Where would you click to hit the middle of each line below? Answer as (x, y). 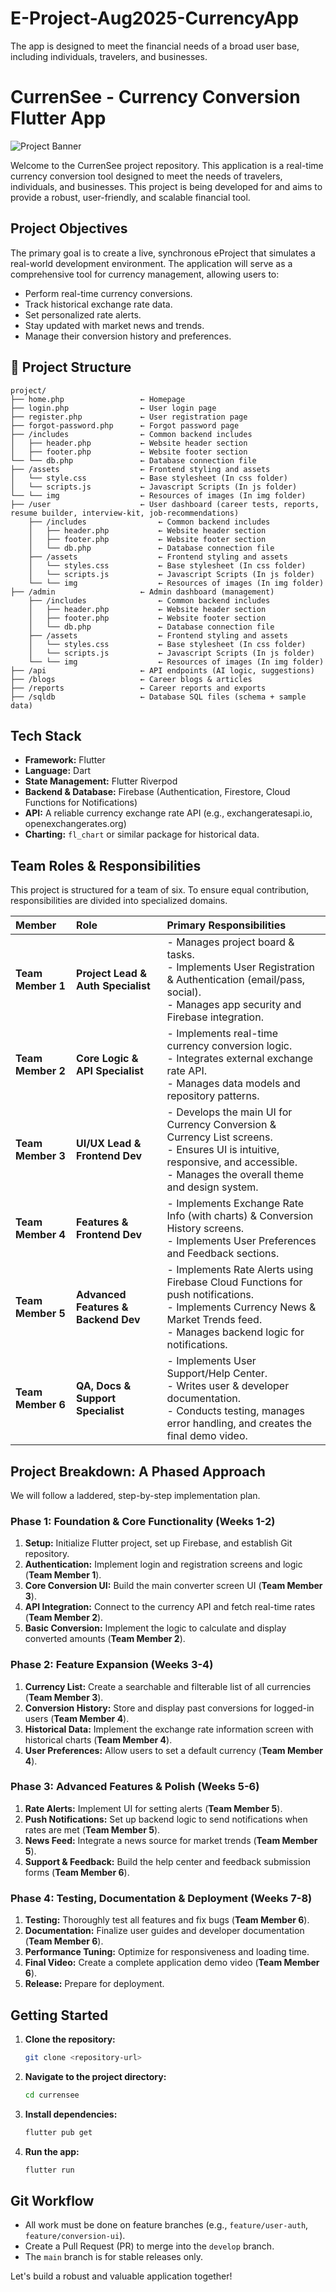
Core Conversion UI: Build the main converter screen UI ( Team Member (173, 1586)
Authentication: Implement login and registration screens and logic (163, 1564)
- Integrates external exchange (240, 1059)
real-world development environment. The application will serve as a (151, 263)
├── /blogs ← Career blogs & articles (131, 679)
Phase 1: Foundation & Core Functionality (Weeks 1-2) (143, 1521)
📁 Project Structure (71, 367)
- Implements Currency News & (241, 1307)
